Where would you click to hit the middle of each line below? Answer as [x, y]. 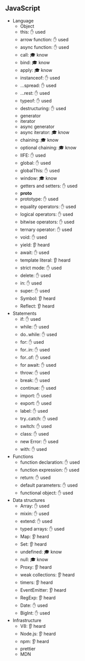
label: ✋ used [34, 411]
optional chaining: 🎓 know [48, 147]
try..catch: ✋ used [39, 418]
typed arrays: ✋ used [42, 529]
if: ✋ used [30, 319]
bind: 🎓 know [35, 62]
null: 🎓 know [34, 559]
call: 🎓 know [34, 55]
